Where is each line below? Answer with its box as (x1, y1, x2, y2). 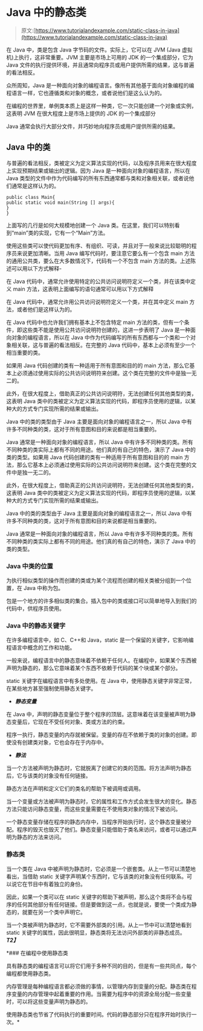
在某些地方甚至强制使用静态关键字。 (6, 685, 97, 692)
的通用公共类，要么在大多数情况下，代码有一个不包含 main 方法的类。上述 (6, 257, 191, 264)
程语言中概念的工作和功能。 (6, 644, 76, 651)
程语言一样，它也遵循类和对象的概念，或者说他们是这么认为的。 (6, 89, 165, 96)
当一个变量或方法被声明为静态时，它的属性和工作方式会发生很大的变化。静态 (6, 798, 197, 805)
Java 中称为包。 (23, 585, 64, 592)
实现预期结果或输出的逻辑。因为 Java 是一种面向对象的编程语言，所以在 (11, 167, 191, 174)
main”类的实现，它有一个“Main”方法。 (14, 229, 109, 237)
